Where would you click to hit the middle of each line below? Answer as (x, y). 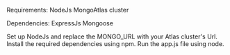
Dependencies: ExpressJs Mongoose (60, 23)
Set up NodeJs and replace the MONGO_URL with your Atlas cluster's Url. (112, 36)
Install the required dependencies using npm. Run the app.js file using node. (115, 44)
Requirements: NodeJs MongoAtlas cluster (68, 10)
